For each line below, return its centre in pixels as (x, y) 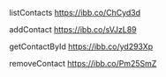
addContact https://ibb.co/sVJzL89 (73, 29)
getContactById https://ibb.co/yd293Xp (81, 46)
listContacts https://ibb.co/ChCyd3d (75, 13)
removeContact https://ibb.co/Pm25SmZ (83, 63)
